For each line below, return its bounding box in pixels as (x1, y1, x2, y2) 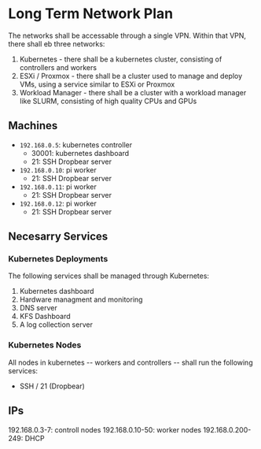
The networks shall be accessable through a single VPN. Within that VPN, (8, 31, 246, 40)
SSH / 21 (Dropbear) (19, 381, 85, 391)
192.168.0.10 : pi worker (19, 165, 97, 174)
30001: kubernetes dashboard (31, 148, 130, 158)
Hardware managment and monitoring (19, 295, 143, 304)
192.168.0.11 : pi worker (19, 182, 97, 191)
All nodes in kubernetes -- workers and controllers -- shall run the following (8, 358, 253, 367)
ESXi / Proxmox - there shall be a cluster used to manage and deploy (19, 71, 243, 80)
